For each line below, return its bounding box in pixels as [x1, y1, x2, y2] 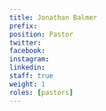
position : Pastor [9, 30, 74, 38]
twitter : [9, 38, 42, 47]
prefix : [9, 21, 38, 30]
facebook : [9, 47, 46, 55]
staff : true [9, 72, 53, 81]
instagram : [9, 55, 50, 64]
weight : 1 [9, 80, 46, 89]
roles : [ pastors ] [9, 88, 74, 97]
